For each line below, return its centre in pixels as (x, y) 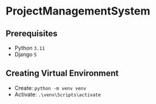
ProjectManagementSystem (78, 11)
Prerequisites (32, 34)
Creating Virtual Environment (62, 73)
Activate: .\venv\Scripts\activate (58, 94)
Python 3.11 (29, 48)
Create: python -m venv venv (50, 88)
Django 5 (25, 54)
